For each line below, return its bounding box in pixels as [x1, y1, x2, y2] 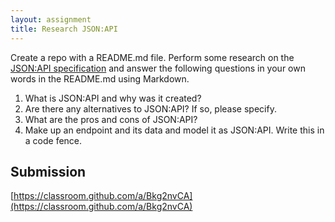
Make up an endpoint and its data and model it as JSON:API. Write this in [24, 124, 325, 136]
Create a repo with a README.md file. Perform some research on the [10, 51, 295, 63]
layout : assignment [10, 14, 92, 25]
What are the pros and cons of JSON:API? [24, 113, 198, 125]
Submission [10, 163, 87, 180]
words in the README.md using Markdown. [10, 72, 190, 85]
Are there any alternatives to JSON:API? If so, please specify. [24, 102, 277, 115]
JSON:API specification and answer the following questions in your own [10, 62, 306, 74]
